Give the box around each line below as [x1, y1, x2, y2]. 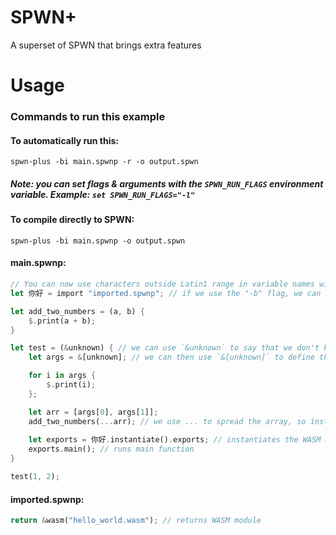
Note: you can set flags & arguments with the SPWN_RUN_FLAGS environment [10, 177, 324, 190]
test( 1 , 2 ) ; [10, 472, 60, 482]
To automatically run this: [10, 134, 120, 146]
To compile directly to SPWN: [10, 214, 135, 226]
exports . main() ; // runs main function [28, 444, 195, 455]
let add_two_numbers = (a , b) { [10, 306, 145, 316]
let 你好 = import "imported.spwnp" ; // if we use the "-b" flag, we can [10, 288, 322, 298]
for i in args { [28, 371, 97, 381]
